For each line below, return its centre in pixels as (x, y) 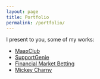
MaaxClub (27, 51)
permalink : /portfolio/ (36, 23)
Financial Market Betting (45, 64)
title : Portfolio (28, 17)
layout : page (22, 12)
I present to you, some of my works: (50, 40)
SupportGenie (32, 58)
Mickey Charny (33, 70)
